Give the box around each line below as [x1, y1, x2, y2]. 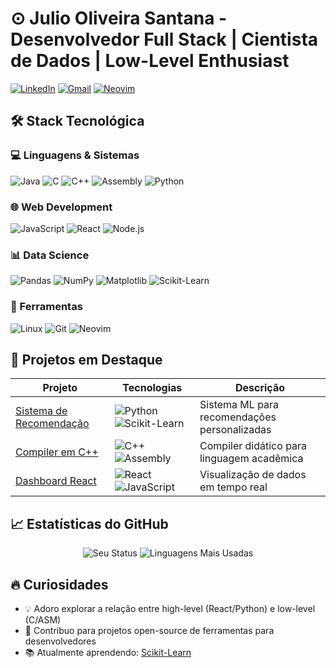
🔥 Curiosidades [10, 576, 109, 593]
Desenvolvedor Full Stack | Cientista [10, 28, 319, 51]
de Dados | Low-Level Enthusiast [10, 50, 290, 72]
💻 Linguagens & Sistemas [10, 148, 140, 162]
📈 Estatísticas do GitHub [10, 515, 169, 532]
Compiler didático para [199, 439, 308, 453]
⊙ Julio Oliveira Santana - [10, 7, 228, 30]
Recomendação [15, 417, 90, 431]
